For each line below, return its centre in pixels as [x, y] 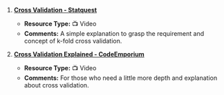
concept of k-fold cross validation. [73, 41]
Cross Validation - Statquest [55, 10]
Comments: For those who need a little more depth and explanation [121, 78]
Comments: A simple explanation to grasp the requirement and [114, 33]
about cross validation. [56, 85]
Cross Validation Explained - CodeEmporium [79, 54]
